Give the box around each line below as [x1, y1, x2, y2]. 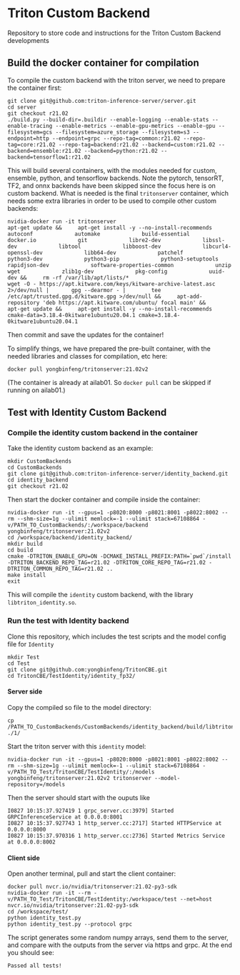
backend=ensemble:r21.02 [7, 147, 81, 154]
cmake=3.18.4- [138, 311, 181, 319]
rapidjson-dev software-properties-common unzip [7, 261, 232, 269]
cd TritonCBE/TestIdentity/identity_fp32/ [7, 672, 136, 679]
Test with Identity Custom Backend [7, 406, 167, 419]
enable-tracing [7, 122, 53, 129]
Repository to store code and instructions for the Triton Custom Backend [7, 29, 221, 37]
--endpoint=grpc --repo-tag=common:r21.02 [52, 134, 181, 142]
